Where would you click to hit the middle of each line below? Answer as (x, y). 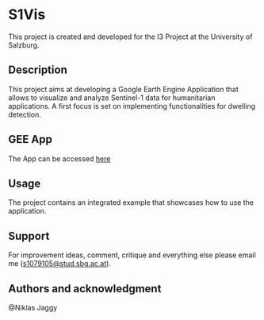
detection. (25, 114)
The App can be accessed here (59, 158)
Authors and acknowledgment (85, 289)
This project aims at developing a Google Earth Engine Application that (124, 89)
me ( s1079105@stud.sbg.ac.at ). (59, 264)
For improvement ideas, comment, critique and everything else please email (132, 255)
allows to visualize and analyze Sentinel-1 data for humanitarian (112, 98)
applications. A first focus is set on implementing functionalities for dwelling (132, 106)
